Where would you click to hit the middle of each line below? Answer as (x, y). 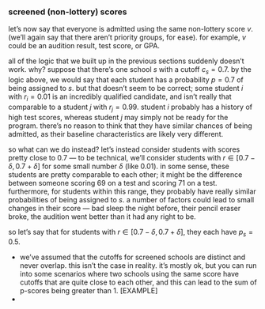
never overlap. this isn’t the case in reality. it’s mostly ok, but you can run (138, 266)
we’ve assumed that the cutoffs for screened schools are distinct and (132, 257)
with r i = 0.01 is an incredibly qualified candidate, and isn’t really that (120, 97)
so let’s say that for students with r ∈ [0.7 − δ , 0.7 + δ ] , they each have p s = (131, 233)
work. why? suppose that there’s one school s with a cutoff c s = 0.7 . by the (130, 71)
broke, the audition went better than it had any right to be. (102, 217)
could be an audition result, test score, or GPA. (84, 46)
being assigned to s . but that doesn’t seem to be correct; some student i (126, 89)
